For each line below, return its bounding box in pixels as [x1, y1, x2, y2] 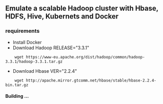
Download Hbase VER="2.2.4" [12, 68, 78, 74]
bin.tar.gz [5, 82, 29, 88]
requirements [5, 28, 40, 35]
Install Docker [12, 39, 42, 45]
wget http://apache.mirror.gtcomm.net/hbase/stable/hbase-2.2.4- [14, 78, 157, 83]
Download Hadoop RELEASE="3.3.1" [12, 45, 89, 51]
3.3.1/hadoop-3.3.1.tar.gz [5, 59, 63, 64]
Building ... [5, 93, 29, 99]
